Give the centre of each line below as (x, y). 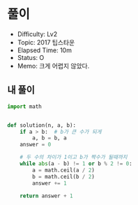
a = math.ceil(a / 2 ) (64, 170)
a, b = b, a (50, 138)
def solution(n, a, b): (42, 125)
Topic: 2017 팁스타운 (46, 42)
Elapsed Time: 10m (44, 50)
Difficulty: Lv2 (37, 34)
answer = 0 (36, 145)
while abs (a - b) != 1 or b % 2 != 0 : (76, 164)
